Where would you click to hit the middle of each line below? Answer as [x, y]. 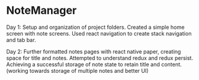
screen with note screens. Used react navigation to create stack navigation [99, 33]
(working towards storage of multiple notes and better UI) [78, 70]
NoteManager [41, 11]
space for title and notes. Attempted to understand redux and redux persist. [100, 58]
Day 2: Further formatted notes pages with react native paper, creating [94, 51]
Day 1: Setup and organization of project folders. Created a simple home [96, 27]
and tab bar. [21, 40]
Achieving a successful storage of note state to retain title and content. [94, 64]
